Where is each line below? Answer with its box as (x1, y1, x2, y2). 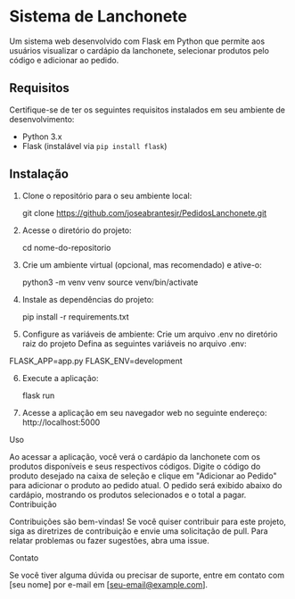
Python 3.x (21, 131, 62, 142)
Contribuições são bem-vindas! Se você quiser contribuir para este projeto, (9, 516, 287, 527)
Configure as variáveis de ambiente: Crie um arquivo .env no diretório (21, 329, 278, 339)
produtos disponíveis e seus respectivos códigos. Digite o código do (9, 461, 261, 471)
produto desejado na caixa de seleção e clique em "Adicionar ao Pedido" (9, 470, 277, 481)
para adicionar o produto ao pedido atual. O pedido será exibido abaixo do (9, 479, 283, 490)
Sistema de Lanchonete (9, 6, 188, 27)
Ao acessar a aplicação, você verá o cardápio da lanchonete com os (9, 451, 261, 462)
